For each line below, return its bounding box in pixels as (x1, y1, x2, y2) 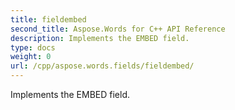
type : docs (10, 42, 56, 53)
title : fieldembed (10, 14, 87, 25)
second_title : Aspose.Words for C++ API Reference (10, 24, 226, 34)
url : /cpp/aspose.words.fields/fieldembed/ (10, 61, 195, 71)
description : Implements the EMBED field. (10, 33, 190, 43)
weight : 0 (10, 52, 52, 62)
